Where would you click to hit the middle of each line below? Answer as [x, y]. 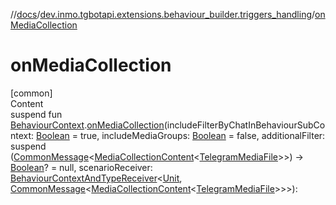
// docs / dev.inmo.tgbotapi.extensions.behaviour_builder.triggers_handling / [163, 14]
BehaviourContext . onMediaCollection [87, 125]
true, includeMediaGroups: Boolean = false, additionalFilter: [202, 135]
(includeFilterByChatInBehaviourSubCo [244, 125]
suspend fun [36, 114]
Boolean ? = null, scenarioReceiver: [81, 167]
